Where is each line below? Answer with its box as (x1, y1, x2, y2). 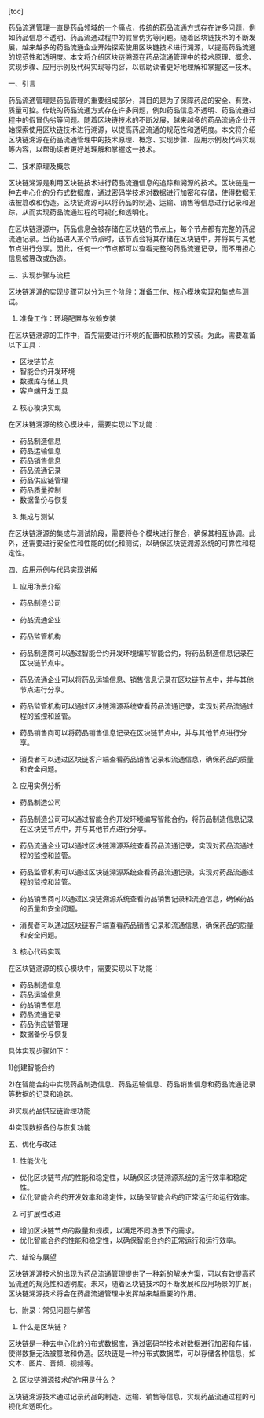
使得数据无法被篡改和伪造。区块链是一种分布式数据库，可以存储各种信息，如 (8, 1349, 256, 1358)
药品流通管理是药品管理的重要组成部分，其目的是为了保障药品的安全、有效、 (8, 96, 256, 104)
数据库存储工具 (19, 376, 68, 386)
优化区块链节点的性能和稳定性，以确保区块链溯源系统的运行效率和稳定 (19, 1173, 247, 1182)
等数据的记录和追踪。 (8, 1090, 77, 1098)
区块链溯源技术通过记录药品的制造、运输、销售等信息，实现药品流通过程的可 (8, 1392, 256, 1401)
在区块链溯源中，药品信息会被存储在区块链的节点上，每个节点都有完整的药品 (8, 224, 256, 233)
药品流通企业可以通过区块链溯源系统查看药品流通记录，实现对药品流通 (19, 841, 247, 850)
